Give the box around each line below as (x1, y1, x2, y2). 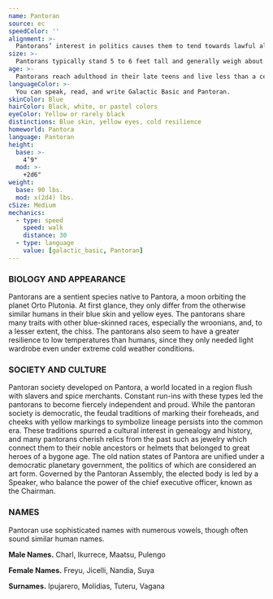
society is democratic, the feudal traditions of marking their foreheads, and (8, 409, 259, 418)
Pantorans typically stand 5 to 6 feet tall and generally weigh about (15, 58, 264, 66)
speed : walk (23, 224, 63, 232)
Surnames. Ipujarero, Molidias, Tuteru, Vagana (8, 581, 165, 591)
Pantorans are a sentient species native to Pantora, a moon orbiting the (8, 292, 246, 302)
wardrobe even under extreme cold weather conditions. (8, 343, 195, 354)
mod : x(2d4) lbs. (15, 193, 75, 202)
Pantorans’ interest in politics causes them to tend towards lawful (15, 42, 256, 50)
